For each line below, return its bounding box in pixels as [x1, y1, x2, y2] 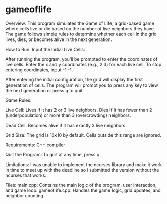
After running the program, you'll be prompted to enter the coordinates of [5, 56, 158, 62]
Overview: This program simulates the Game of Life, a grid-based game [5, 20, 155, 26]
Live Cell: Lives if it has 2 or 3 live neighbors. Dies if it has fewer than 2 [5, 107, 152, 113]
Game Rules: [5, 97, 32, 103]
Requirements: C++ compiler [5, 142, 66, 148]
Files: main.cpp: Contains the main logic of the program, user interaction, [5, 182, 157, 188]
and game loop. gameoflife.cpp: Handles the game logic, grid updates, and [5, 187, 161, 193]
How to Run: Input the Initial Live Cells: [5, 46, 85, 52]
